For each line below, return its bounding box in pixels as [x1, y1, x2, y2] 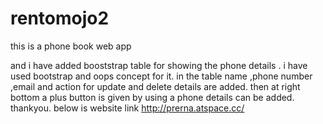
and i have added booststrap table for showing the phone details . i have [10, 59, 308, 71]
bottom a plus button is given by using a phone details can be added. [10, 91, 295, 103]
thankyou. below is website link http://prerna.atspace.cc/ [10, 102, 245, 114]
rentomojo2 [10, 7, 110, 30]
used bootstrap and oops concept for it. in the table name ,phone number [10, 70, 313, 82]
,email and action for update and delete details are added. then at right [10, 80, 301, 92]
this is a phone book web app [10, 40, 132, 52]
